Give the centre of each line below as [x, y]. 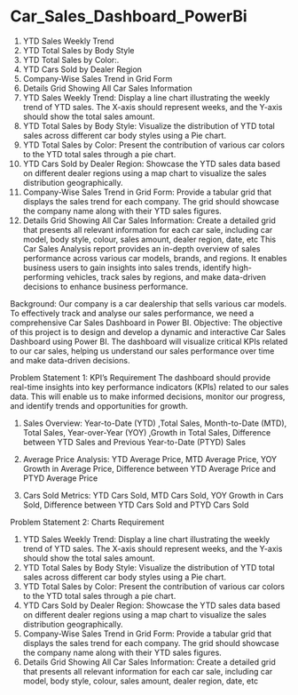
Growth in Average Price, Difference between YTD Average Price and [149, 468]
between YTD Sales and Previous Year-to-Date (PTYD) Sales [134, 442]
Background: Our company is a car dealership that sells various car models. [149, 303]
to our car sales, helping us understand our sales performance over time [142, 351]
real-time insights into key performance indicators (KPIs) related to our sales [149, 387]
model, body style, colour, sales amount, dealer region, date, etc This [149, 239]
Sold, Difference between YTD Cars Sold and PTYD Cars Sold [136, 505]
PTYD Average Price [60, 478]
